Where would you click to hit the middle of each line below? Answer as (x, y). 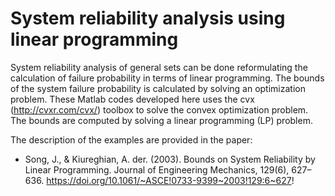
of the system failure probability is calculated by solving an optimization (158, 88)
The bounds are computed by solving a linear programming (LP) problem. (161, 120)
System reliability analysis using (148, 18)
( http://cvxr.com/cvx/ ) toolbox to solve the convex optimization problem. (159, 109)
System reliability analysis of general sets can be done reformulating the (159, 67)
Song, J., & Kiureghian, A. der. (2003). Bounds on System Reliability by (170, 159)
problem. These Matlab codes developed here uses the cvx (132, 99)
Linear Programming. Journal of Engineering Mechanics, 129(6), (157, 169)
